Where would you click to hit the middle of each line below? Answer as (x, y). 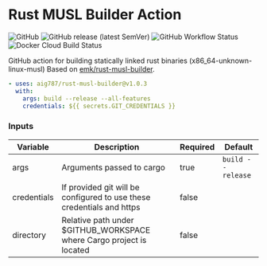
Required (197, 147)
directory (29, 235)
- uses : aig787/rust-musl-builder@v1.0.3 (78, 84)
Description (117, 147)
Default (239, 147)
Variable (33, 147)
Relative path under (98, 220)
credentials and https (101, 207)
